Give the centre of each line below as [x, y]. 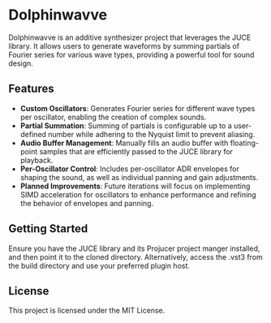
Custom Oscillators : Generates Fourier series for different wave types [138, 108]
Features [31, 89]
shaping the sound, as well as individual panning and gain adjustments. [139, 177]
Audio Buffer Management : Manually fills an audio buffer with [124, 143]
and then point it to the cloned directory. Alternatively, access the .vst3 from [136, 256]
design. [21, 63]
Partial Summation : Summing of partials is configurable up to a [126, 125]
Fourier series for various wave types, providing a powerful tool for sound [131, 54]
